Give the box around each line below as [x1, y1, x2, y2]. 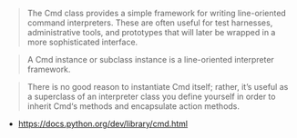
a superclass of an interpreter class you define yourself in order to [26, 91, 276, 102]
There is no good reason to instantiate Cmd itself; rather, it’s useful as [26, 82, 289, 92]
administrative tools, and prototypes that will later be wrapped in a [26, 27, 276, 37]
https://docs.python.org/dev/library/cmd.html [17, 118, 189, 129]
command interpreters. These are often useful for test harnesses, [26, 17, 273, 28]
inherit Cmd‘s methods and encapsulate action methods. [26, 101, 240, 112]
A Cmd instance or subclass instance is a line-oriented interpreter [26, 54, 275, 64]
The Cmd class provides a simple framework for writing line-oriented [26, 8, 287, 18]
